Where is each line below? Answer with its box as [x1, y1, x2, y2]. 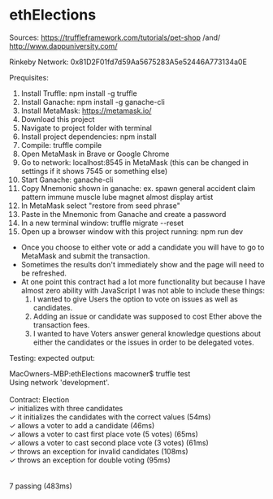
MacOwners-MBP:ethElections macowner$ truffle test [9, 368, 191, 379]
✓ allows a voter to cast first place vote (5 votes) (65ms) [9, 429, 198, 439]
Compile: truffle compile [20, 140, 102, 150]
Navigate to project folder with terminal [20, 123, 153, 132]
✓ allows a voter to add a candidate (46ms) [9, 420, 155, 430]
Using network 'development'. [9, 377, 110, 387]
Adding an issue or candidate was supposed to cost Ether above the [32, 311, 262, 321]
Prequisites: [9, 72, 50, 82]
